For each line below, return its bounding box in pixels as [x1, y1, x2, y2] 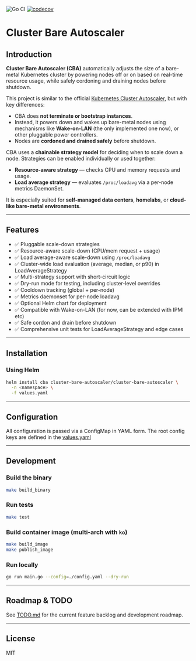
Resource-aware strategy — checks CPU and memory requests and [14, 166, 181, 173]
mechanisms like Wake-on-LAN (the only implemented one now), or [14, 125, 179, 132]
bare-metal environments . [16, 203, 81, 209]
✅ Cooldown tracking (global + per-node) [14, 286, 115, 293]
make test [6, 514, 30, 520]
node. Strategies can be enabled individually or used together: [6, 155, 156, 162]
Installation [6, 349, 48, 359]
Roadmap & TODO [6, 595, 73, 606]
